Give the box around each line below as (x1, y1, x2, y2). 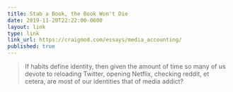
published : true (7, 43, 55, 50)
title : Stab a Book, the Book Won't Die (7, 10, 129, 18)
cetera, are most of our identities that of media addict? (24, 77, 184, 85)
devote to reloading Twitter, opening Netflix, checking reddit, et (24, 70, 210, 78)
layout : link (7, 23, 46, 30)
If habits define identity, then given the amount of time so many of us (24, 63, 227, 70)
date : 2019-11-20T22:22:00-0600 (7, 17, 103, 24)
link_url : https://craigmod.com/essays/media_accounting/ (7, 37, 182, 44)
